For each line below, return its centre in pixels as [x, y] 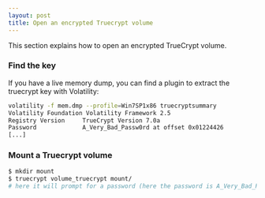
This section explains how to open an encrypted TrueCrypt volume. [118, 45]
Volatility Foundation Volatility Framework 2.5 [90, 113]
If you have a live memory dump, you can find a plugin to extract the [119, 83]
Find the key [32, 65]
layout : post [30, 15]
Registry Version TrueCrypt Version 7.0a [84, 120]
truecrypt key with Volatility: [54, 91]
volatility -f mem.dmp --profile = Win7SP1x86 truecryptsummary [112, 106]
